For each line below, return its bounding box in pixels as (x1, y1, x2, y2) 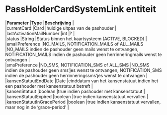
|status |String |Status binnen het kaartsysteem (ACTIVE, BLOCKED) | (5, 36, 148, 42)
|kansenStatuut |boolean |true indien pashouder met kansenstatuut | (5, 88, 145, 94)
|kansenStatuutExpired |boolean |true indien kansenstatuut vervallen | (5, 93, 149, 100)
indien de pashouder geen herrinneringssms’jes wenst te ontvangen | (5, 72, 148, 78)
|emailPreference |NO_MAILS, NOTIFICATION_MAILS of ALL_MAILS (5, 41, 144, 47)
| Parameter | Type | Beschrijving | (5, 20, 74, 26)
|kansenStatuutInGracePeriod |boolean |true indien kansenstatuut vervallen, (5, 99, 161, 105)
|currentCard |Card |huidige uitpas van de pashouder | (5, 25, 117, 31)
